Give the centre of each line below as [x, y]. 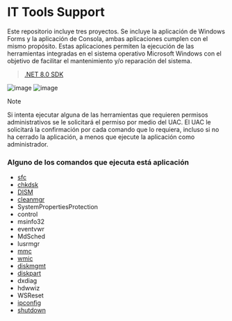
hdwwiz [28, 288]
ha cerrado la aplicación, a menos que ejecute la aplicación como [101, 137]
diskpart [29, 273]
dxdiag [27, 281]
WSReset [30, 295]
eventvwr [31, 229]
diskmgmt [32, 266]
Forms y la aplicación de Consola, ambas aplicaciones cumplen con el [108, 38]
